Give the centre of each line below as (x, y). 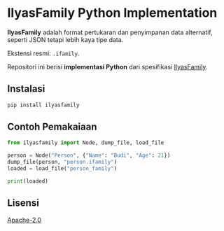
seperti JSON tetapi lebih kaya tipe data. (65, 39)
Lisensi (23, 203)
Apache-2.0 (24, 220)
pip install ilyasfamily (43, 105)
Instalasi (26, 89)
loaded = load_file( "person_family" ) (62, 169)
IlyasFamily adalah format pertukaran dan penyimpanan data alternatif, (110, 32)
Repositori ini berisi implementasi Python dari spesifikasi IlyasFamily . (107, 66)
